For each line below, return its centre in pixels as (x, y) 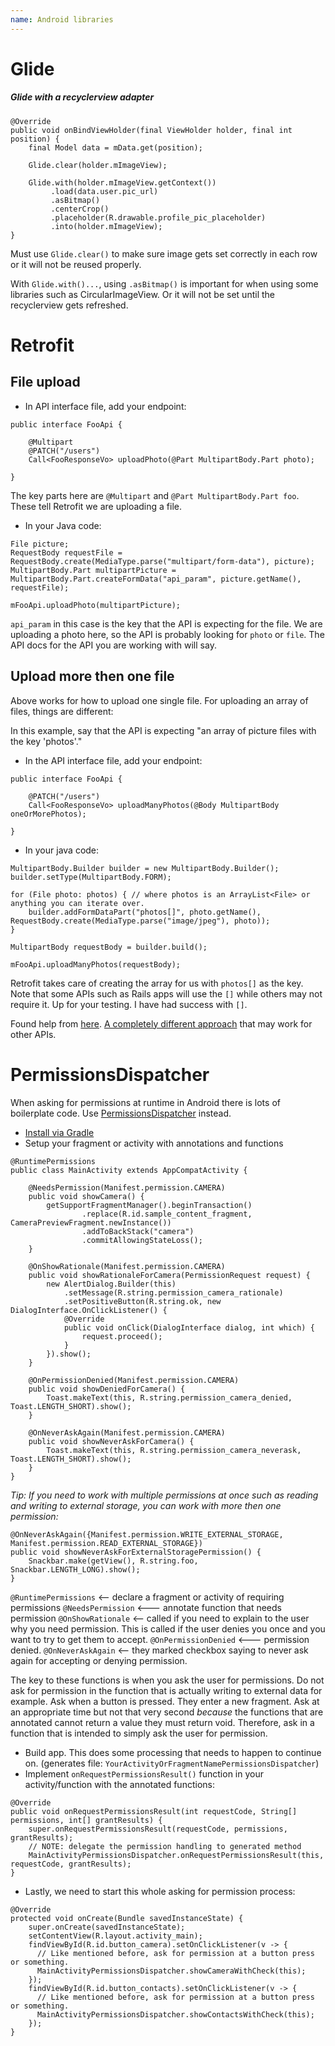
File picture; (40, 544)
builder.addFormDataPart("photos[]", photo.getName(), (145, 912)
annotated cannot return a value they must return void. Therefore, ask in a (162, 1722)
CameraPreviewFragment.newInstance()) (91, 1222)
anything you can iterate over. (77, 903)
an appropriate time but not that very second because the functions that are (167, 1712)
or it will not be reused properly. (76, 264)
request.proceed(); (122, 1336)
